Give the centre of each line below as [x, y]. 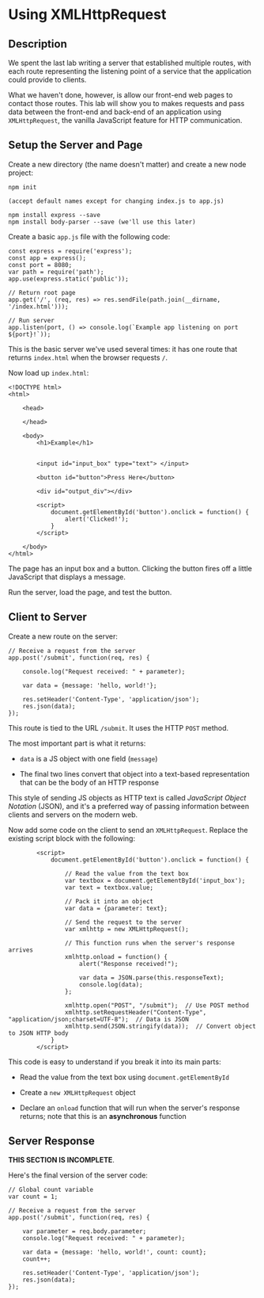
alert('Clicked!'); [96, 519]
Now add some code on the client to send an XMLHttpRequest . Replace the [128, 830]
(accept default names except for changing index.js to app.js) [116, 201]
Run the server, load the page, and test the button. [90, 592]
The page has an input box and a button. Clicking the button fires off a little [130, 568]
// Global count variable [51, 1190]
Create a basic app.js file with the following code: [89, 236]
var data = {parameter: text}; [116, 908]
